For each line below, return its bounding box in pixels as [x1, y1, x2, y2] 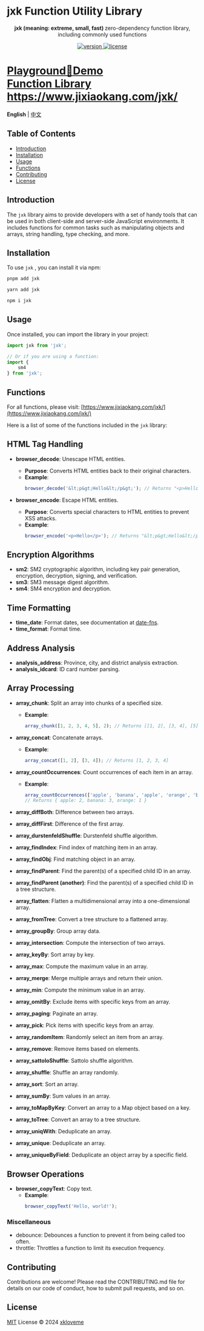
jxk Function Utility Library [7, 4, 143, 18]
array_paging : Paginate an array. [15, 1010, 98, 1017]
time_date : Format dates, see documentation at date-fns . [15, 619, 159, 626]
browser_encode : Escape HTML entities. [15, 496, 119, 503]
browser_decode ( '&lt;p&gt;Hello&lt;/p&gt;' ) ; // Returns [24, 485, 172, 491]
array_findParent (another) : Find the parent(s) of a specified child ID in [15, 879, 194, 887]
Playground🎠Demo [7, 64, 104, 78]
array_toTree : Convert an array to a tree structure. [15, 1116, 141, 1123]
